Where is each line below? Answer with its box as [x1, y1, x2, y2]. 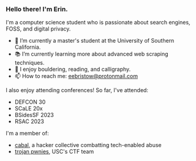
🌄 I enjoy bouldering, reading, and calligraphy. [14, 66, 131, 73]
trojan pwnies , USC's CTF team [14, 148, 94, 156]
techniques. [14, 59, 45, 66]
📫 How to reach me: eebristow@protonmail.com [14, 73, 138, 80]
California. [14, 43, 41, 51]
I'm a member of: [6, 130, 50, 137]
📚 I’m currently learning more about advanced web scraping [14, 51, 169, 58]
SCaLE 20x [14, 105, 43, 112]
